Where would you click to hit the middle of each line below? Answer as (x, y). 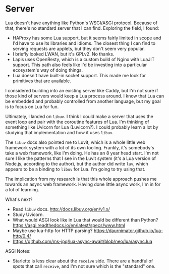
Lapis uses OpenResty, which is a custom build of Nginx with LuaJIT (83, 59)
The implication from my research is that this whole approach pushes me (81, 179)
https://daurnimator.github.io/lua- (128, 231)
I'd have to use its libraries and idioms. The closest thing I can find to (84, 43)
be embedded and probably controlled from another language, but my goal (83, 101)
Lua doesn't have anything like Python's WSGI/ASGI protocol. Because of (81, 23)
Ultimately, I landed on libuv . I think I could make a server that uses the (79, 116)
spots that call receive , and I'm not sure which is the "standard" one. (84, 266)
